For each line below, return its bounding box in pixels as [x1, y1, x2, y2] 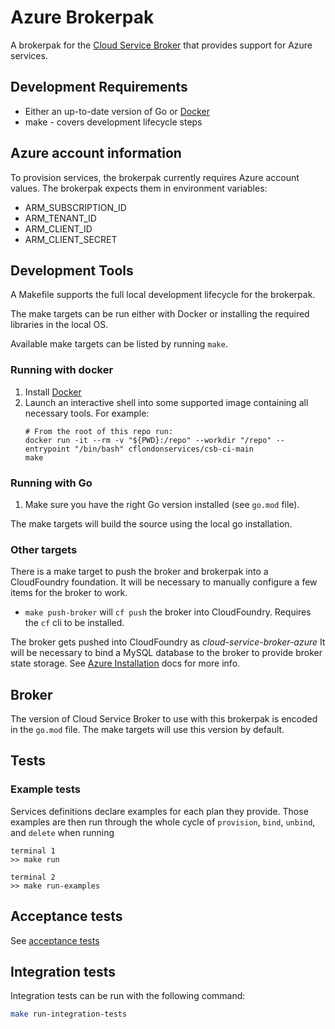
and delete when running [10, 826, 115, 838]
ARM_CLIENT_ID [24, 222, 93, 235]
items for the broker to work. [10, 587, 128, 599]
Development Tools [10, 262, 134, 279]
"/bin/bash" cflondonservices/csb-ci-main [74, 444, 254, 454]
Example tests [10, 782, 81, 796]
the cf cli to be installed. [24, 617, 125, 629]
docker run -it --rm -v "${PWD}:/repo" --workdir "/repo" [24, 435, 272, 445]
